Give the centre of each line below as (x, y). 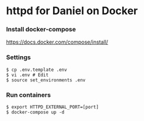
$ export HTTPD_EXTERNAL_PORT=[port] (53, 107)
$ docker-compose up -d (35, 112)
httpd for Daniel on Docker (72, 11)
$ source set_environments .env (46, 80)
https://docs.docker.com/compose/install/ (57, 42)
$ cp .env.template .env (37, 70)
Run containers (29, 94)
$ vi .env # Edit (27, 75)
